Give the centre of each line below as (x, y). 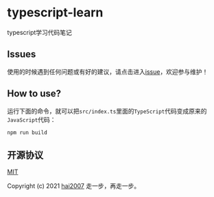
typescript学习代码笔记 (39, 32)
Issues (22, 54)
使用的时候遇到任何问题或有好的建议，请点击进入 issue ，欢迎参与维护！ (108, 71)
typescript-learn (55, 13)
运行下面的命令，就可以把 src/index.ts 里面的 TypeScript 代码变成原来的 (107, 111)
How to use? (34, 94)
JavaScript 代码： (32, 119)
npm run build (27, 132)
